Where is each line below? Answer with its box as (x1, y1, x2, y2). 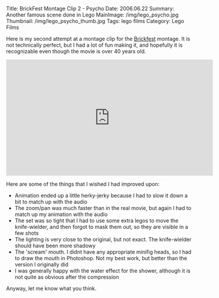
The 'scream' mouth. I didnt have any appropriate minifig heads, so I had (14, 248, 192, 256)
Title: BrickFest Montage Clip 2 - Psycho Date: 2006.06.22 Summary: (6, 5, 175, 12)
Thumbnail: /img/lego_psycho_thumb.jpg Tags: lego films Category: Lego (6, 18, 185, 24)
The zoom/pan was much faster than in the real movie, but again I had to (14, 205, 192, 211)
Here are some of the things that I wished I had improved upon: (6, 181, 160, 188)
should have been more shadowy (14, 242, 96, 249)
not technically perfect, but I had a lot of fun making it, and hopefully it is (6, 41, 183, 48)
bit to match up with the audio (14, 198, 87, 205)
